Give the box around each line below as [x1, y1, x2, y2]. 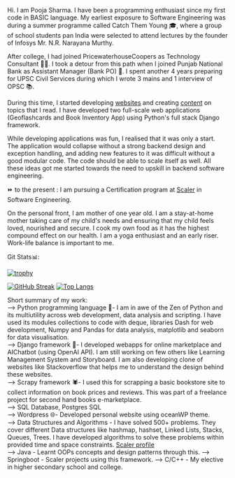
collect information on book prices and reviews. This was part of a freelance [7, 388, 227, 396]
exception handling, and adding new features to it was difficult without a [7, 150, 215, 157]
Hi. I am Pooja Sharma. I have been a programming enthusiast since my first [7, 6, 226, 14]
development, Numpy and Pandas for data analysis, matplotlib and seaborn [7, 326, 225, 334]
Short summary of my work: [7, 296, 88, 304]
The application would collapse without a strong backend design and [7, 142, 206, 150]
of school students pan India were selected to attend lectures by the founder [7, 31, 228, 39]
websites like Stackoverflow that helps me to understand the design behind [7, 363, 225, 371]
